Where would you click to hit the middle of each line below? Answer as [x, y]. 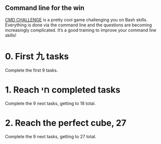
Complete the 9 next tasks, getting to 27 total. [51, 136]
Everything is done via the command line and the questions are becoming [79, 25]
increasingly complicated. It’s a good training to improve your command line [81, 30]
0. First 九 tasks [37, 56]
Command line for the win [45, 8]
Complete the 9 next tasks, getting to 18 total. [50, 103]
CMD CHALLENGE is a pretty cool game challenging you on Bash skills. [76, 19]
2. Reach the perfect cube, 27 [66, 123]
